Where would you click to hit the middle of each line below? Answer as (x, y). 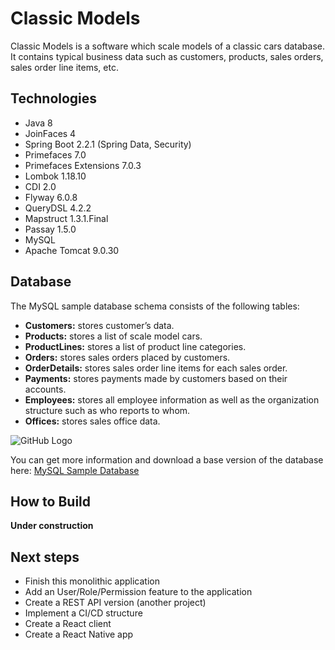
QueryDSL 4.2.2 (58, 208)
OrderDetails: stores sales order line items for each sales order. (156, 368)
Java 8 (38, 123)
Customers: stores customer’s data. (99, 325)
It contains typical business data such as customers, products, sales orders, (167, 56)
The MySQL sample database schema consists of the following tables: (155, 306)
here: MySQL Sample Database (75, 470)
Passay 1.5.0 (50, 229)
